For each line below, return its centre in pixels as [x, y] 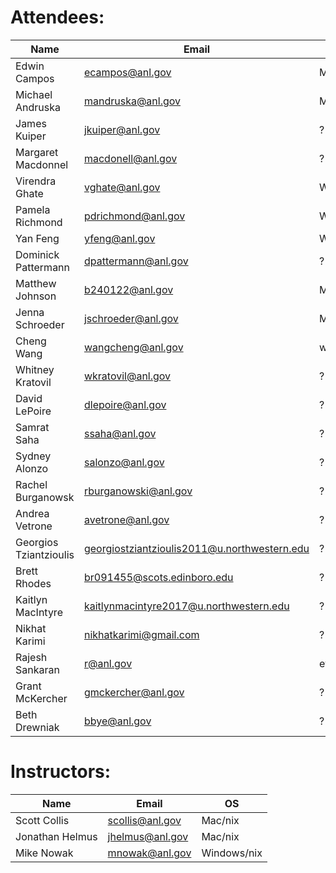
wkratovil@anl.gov [127, 376]
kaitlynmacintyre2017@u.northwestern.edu [186, 606]
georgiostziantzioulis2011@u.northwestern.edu [196, 548]
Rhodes [33, 583]
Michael [34, 94]
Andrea [32, 513]
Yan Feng [37, 238]
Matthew [36, 283]
